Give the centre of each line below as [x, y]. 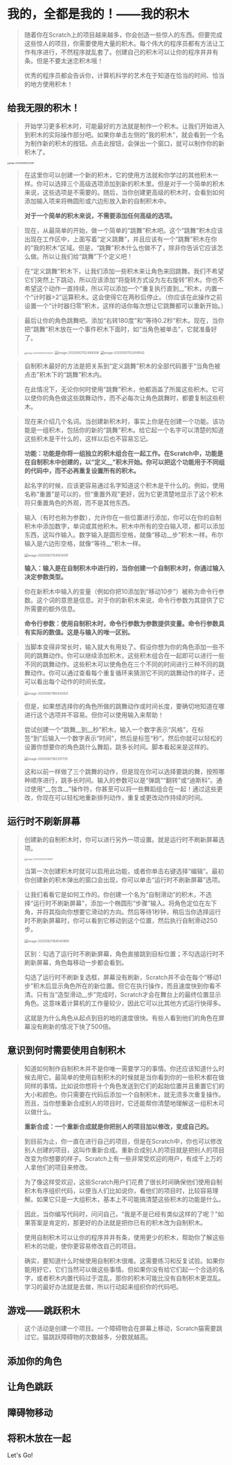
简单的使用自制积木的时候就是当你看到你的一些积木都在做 [143, 1077]
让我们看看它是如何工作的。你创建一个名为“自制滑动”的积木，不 [115, 894]
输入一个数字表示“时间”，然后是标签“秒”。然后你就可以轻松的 [135, 738]
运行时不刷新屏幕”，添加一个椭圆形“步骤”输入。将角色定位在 [119, 903]
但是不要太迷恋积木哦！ [70, 60]
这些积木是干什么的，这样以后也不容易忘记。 [88, 438]
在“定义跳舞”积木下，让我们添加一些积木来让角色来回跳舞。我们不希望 [124, 271]
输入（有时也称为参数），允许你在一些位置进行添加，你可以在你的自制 [123, 517]
